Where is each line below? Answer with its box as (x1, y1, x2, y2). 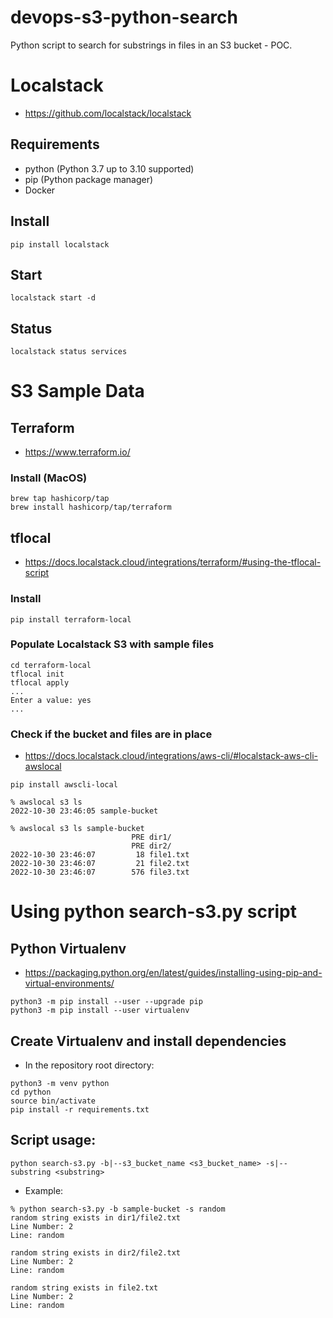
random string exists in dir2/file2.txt (10, 1247, 182, 1258)
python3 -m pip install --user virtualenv (10, 1006, 190, 1016)
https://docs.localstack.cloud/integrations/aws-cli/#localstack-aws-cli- (24, 750, 318, 762)
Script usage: (10, 1132, 97, 1149)
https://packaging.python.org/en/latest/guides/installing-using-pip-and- (24, 967, 323, 979)
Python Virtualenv (10, 940, 127, 957)
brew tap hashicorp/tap (10, 494, 110, 504)
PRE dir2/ (131, 841, 172, 851)
